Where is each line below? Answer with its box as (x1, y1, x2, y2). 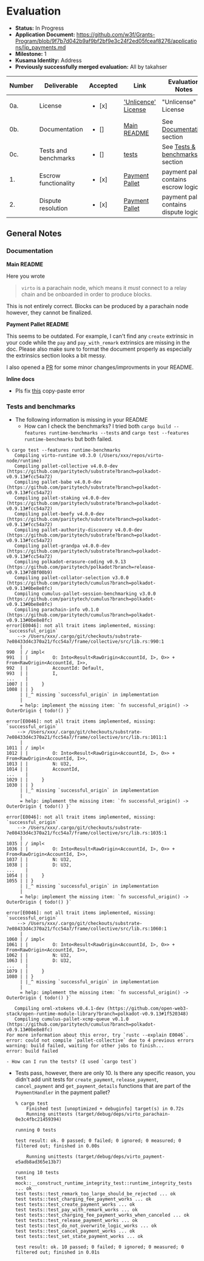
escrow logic (161, 182, 199, 191)
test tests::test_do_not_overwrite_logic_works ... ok (15, 1223, 157, 1229)
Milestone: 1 (15, 50, 47, 57)
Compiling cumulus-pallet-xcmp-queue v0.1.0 (14, 1016, 129, 1022)
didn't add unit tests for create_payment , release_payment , (15, 1076, 159, 1083)
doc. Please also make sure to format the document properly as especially (6, 345, 192, 352)
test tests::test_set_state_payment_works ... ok (15, 1233, 144, 1239)
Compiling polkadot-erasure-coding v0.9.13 (14, 558, 126, 565)
